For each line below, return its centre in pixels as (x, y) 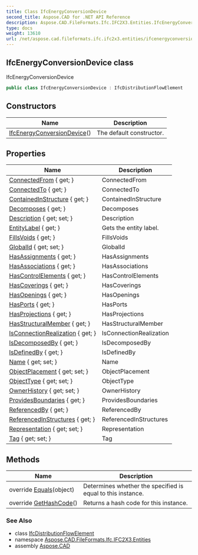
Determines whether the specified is (133, 486)
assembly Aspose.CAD (42, 546)
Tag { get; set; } (30, 438)
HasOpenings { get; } (38, 295)
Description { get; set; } (41, 219)
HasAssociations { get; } (42, 266)
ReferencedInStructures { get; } (52, 419)
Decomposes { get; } (37, 209)
